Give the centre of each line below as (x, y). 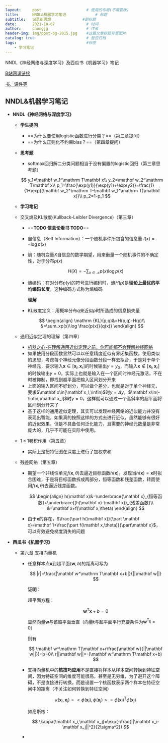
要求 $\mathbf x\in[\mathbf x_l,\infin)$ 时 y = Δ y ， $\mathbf (87, 392)
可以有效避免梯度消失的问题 (56, 532)
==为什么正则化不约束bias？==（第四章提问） (75, 142)
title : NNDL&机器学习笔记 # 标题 (56, 15)
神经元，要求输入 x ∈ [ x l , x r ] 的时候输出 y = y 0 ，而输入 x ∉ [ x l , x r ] (94, 367)
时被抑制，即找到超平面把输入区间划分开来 (72, 380)
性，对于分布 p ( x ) (45, 261)
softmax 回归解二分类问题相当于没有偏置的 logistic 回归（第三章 (92, 164)
